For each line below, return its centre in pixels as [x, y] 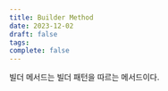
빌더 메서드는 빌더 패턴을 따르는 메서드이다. [84, 78]
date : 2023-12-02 [42, 26]
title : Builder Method [51, 17]
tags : [19, 42]
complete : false [39, 51]
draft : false [34, 34]
